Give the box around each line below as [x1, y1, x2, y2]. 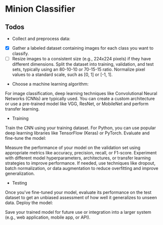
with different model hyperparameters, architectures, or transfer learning [5, 155, 151, 161]
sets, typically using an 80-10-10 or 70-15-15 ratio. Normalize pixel [12, 67, 145, 73]
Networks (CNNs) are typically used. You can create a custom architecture [5, 96, 155, 102]
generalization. [5, 170, 35, 176]
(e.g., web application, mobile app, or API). [5, 214, 91, 220]
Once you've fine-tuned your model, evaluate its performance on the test [5, 189, 152, 195]
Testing [12, 180, 28, 186]
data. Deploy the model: [5, 200, 53, 206]
